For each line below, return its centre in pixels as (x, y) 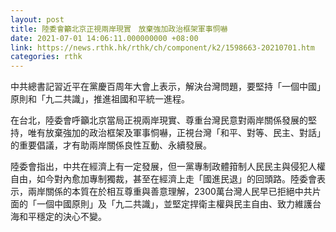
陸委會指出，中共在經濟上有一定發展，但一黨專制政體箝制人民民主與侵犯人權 (168, 167)
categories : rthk (46, 57)
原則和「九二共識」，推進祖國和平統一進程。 (100, 99)
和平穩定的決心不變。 (62, 217)
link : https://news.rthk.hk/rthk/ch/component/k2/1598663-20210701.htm (162, 47)
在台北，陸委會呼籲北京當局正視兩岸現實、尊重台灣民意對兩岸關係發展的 (159, 120)
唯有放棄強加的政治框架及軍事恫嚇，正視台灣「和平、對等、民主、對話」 (176, 133)
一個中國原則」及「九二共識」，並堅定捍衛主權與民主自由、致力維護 (174, 204)
